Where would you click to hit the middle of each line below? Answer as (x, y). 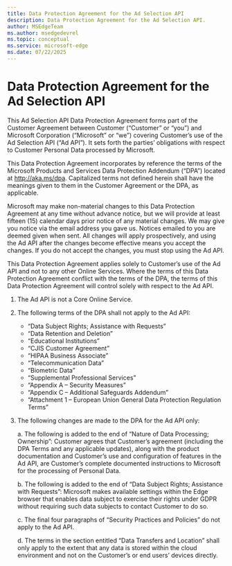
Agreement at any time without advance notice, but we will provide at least (114, 213)
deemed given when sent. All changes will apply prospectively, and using (112, 236)
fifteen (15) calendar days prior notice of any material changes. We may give (116, 221)
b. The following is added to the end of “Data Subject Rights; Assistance (120, 484)
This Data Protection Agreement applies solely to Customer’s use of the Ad (114, 263)
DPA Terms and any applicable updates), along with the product (108, 448)
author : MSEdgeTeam (35, 26)
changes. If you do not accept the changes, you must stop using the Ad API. (116, 250)
